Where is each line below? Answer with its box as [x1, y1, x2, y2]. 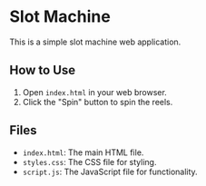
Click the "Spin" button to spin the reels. [22, 96, 173, 107]
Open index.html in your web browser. [22, 86, 168, 97]
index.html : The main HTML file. [22, 147, 144, 158]
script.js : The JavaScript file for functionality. [22, 166, 198, 177]
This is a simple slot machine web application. [9, 36, 181, 47]
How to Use [9, 63, 76, 78]
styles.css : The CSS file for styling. [22, 156, 157, 167]
